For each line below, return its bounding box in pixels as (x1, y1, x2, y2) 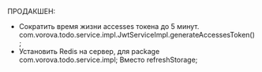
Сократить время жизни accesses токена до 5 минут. (18, 22, 200, 31)
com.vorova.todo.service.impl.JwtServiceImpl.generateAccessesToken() (18, 31, 256, 39)
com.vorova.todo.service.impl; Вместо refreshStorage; (18, 55, 198, 64)
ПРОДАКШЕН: (7, 7, 56, 16)
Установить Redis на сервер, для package (18, 47, 160, 56)
